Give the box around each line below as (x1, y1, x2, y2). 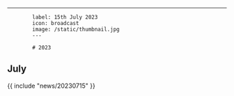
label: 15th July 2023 (32, 14, 98, 21)
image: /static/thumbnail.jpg (32, 26, 120, 33)
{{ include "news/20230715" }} (7, 81, 95, 90)
